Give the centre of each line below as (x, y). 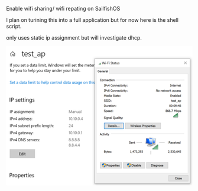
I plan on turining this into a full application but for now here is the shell (92, 20)
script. (14, 26)
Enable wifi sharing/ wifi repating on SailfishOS (63, 9)
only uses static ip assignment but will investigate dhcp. (74, 38)
